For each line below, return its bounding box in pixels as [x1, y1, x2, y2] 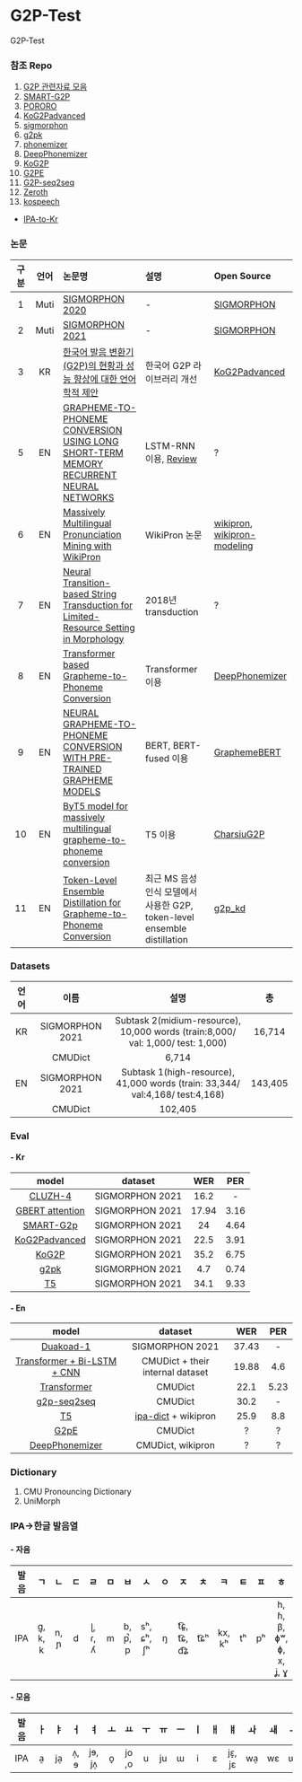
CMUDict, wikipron [135, 1439, 216, 1452]
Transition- [63, 576, 111, 589]
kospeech [22, 197, 61, 207]
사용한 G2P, [145, 899, 194, 911]
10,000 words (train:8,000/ [119, 1025, 237, 1038]
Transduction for [63, 599, 134, 611]
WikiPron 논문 [145, 529, 203, 541]
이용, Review [145, 452, 198, 465]
